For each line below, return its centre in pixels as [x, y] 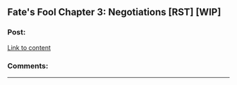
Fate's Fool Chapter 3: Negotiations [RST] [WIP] [114, 12]
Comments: [28, 65]
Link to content [29, 47]
